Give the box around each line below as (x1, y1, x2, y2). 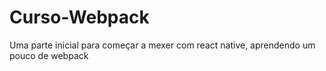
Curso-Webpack (9, 6, 150, 29)
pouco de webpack (9, 49, 89, 61)
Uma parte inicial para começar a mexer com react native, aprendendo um (9, 39, 316, 51)
